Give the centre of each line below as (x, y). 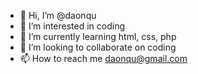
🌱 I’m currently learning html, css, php (98, 36)
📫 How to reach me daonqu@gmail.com (103, 58)
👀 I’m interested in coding (72, 26)
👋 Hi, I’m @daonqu (58, 15)
